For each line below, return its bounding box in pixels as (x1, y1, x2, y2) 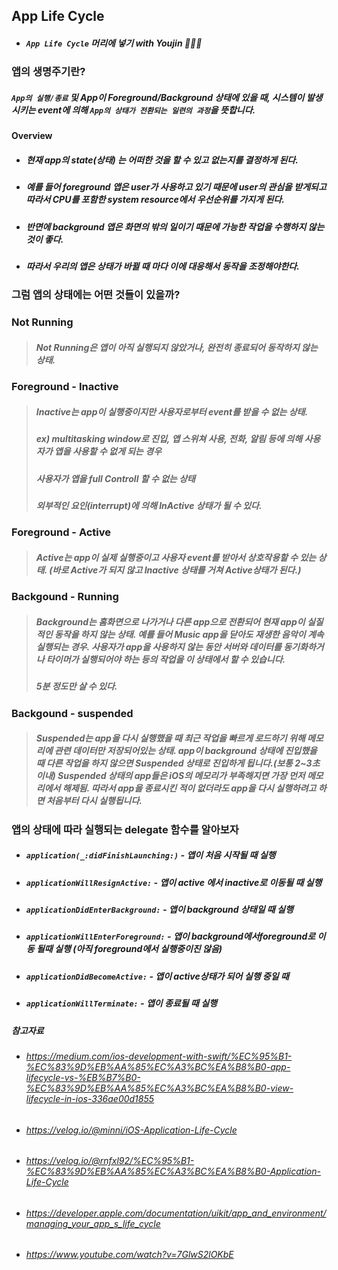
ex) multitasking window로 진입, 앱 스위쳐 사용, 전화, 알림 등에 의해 (35, 433, 303, 445)
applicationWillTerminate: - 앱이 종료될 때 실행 (25, 997, 218, 1009)
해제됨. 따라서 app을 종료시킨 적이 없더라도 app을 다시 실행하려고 (62, 782, 317, 794)
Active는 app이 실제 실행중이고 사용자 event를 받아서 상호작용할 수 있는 (35, 552, 317, 563)
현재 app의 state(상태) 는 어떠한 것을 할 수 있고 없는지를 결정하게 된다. (25, 154, 299, 166)
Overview (11, 130, 53, 142)
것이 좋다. (25, 233, 64, 245)
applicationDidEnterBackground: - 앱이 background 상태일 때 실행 (25, 904, 294, 916)
